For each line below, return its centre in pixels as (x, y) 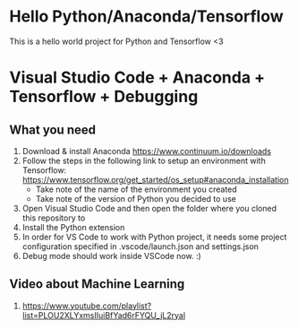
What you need (53, 130)
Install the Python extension (73, 227)
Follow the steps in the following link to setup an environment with (144, 160)
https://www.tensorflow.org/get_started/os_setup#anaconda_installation (155, 179)
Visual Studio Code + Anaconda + (137, 78)
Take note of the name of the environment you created (136, 189)
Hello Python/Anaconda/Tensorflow (146, 17)
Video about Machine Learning (97, 284)
